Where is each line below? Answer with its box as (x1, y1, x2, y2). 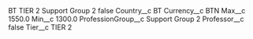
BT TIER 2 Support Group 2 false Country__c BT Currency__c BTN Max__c (8, 6, 246, 15)
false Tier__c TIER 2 (8, 23, 73, 32)
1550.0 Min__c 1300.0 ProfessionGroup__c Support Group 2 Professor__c (8, 14, 244, 23)
